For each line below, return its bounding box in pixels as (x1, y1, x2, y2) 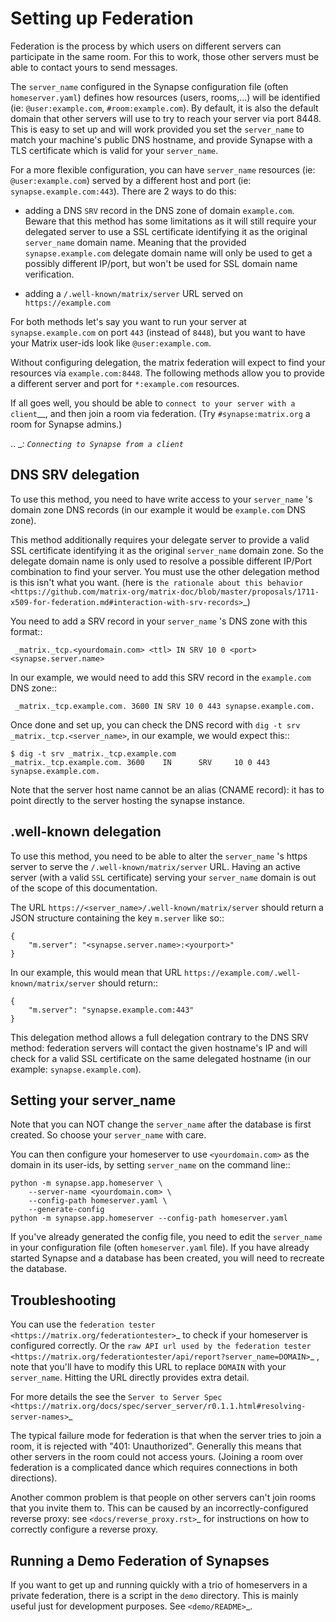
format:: (10, 625, 43, 637)
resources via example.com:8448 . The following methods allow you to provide (10, 367, 325, 379)
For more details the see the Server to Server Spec (10, 1391, 223, 1403)
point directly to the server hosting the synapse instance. (10, 794, 246, 806)
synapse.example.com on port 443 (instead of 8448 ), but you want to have (10, 326, 306, 338)
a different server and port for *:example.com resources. (10, 377, 240, 389)
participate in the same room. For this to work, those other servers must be (10, 50, 320, 62)
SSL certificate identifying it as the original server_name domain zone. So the (10, 544, 324, 556)
